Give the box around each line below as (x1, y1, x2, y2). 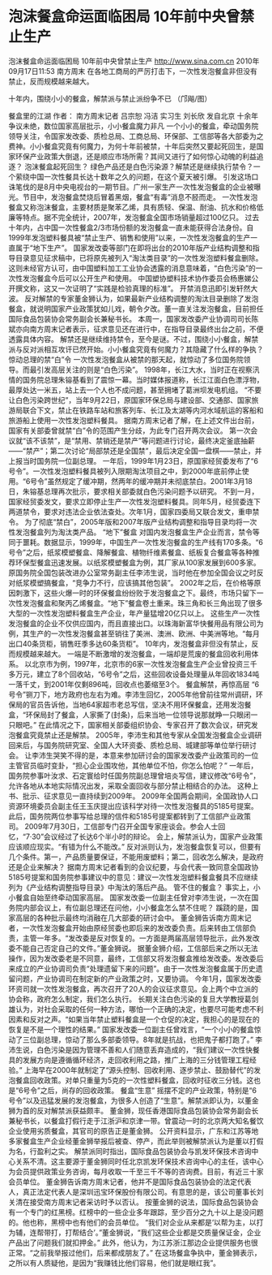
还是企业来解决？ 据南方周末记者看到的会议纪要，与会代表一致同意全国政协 (8, 862, 259, 871)
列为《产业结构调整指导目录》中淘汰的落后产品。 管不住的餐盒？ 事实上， (8, 882, 253, 892)
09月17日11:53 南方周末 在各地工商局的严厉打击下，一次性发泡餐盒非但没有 (8, 66, 257, 76)
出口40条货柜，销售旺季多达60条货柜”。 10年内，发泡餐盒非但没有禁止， (8, 638, 253, 648)
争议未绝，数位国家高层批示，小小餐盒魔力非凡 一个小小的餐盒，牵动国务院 (8, 121, 259, 131)
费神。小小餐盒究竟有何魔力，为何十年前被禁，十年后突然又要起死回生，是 (8, 141, 257, 151)
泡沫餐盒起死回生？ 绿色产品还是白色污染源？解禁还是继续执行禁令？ (23, 162, 253, 171)
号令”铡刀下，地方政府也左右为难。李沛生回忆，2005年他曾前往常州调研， (8, 689, 257, 699)
